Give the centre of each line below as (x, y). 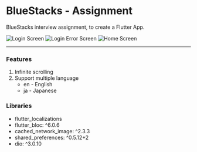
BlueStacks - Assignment (69, 11)
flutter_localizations (38, 119)
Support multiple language (47, 78)
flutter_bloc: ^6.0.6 (37, 125)
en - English (38, 85)
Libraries (19, 106)
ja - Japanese (40, 91)
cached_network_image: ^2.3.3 (52, 131)
